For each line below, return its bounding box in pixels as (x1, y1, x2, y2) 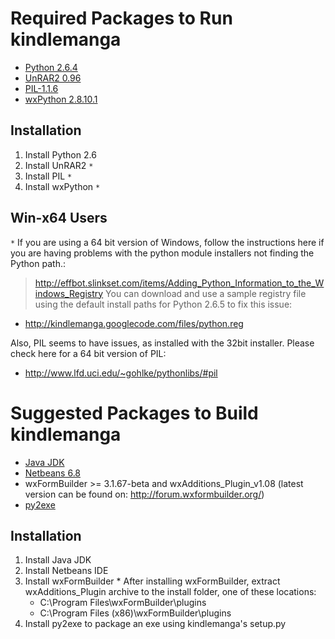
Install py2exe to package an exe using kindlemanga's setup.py (24, 618, 287, 630)
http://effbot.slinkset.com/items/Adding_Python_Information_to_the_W (34, 277, 325, 289)
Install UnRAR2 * (24, 159, 94, 171)
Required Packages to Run (10, 7, 233, 30)
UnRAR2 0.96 (24, 72, 82, 84)
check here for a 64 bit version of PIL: (10, 347, 167, 359)
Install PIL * (24, 170, 73, 182)
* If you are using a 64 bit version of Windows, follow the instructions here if (10, 236, 325, 248)
